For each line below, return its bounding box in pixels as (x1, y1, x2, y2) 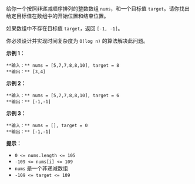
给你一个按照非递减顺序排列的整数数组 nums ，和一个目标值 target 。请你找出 (6, 5, 190, 12)
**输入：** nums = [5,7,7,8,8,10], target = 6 (6, 93, 119, 98)
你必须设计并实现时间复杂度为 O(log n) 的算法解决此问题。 (6, 38, 149, 44)
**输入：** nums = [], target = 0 (6, 122, 88, 128)
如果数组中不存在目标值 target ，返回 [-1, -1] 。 (6, 25, 123, 32)
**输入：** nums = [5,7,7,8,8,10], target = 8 (6, 63, 119, 69)
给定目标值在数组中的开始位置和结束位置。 (6, 12, 109, 19)
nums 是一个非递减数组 (14, 165, 69, 172)
